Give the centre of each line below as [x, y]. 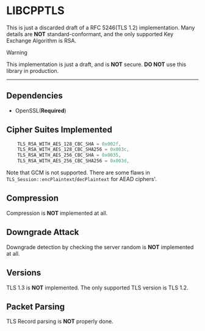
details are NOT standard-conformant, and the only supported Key [90, 34]
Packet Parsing [36, 307]
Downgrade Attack [43, 232]
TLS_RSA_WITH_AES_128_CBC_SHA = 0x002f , [69, 144]
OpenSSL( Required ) [41, 110]
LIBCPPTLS [36, 11]
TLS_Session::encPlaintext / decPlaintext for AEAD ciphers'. [82, 179]
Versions [24, 273]
